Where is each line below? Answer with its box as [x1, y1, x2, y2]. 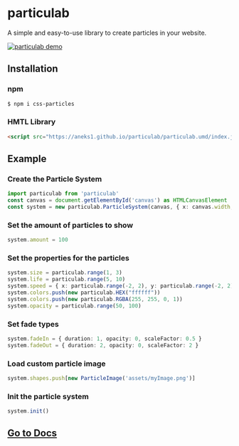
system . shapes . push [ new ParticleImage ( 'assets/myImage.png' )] [7, 375, 196, 382]
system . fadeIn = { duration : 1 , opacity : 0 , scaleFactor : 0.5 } [7, 335, 202, 342]
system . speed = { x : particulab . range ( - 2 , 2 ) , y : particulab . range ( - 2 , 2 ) [7, 283, 234, 290]
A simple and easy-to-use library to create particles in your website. [7, 28, 207, 37]
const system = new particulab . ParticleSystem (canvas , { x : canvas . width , [7, 204, 234, 211]
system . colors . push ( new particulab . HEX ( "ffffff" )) [7, 289, 161, 296]
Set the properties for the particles [7, 254, 129, 263]
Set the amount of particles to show [7, 220, 134, 230]
